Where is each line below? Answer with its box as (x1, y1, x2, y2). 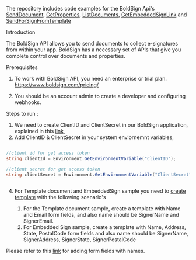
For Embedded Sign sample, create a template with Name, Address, (23, 224, 186, 231)
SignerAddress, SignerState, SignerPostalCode (23, 236, 136, 243)
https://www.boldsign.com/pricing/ (14, 81, 99, 88)
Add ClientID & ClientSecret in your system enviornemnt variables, (14, 134, 174, 141)
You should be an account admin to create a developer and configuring (14, 93, 186, 99)
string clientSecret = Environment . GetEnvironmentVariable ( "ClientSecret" (6, 172, 192, 178)
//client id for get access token (6, 150, 90, 156)
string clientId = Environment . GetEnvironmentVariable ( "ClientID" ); (6, 155, 176, 161)
